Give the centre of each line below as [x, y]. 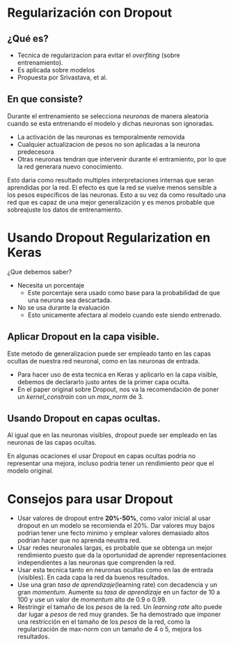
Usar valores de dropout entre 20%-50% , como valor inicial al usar [114, 518]
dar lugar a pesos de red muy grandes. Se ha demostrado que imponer [119, 615]
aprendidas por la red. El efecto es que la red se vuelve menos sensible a [112, 187]
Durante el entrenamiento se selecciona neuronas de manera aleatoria [108, 116]
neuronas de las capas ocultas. [52, 443]
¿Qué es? [28, 39]
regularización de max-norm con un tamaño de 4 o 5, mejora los [110, 629]
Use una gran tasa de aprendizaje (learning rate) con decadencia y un [117, 585]
